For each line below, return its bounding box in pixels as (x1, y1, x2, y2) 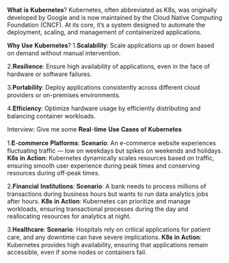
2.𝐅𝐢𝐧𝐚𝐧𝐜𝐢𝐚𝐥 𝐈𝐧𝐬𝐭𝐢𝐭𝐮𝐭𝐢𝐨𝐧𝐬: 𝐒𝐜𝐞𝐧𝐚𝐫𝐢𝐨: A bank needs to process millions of (7, 182, 206, 190)
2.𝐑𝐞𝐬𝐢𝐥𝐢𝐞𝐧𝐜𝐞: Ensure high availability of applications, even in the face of (7, 62, 211, 71)
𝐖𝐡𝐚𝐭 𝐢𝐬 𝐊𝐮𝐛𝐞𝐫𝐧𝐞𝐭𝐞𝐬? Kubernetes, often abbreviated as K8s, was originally (7, 6, 217, 14)
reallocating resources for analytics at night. (7, 212, 131, 220)
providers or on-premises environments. (7, 91, 121, 99)
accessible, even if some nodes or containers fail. (7, 248, 147, 256)
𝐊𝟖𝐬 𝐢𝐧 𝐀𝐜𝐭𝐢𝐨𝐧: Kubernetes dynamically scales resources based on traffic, (7, 154, 215, 162)
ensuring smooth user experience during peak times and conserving (7, 162, 200, 170)
